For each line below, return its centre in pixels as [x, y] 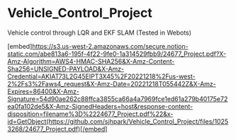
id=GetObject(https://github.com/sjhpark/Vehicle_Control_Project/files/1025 [118, 121]
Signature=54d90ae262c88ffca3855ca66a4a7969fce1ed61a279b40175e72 [118, 99]
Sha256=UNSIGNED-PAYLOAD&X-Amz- [66, 69]
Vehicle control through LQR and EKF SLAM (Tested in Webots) [100, 33]
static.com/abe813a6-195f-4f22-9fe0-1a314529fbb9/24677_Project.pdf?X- [117, 54]
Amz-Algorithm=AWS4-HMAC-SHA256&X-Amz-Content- [91, 61]
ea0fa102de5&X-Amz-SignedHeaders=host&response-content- [100, 106]
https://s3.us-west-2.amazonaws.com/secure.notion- [110, 46]
